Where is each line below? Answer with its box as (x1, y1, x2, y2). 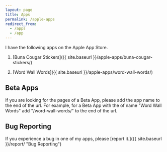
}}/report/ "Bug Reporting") (5, 141, 62, 147)
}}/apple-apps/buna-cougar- (93, 54, 152, 60)
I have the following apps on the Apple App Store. (5, 45, 108, 50)
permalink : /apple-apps (5, 17, 55, 22)
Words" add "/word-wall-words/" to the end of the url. (5, 107, 118, 113)
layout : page (5, 7, 33, 13)
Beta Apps (5, 84, 39, 92)
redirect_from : (5, 21, 37, 27)
